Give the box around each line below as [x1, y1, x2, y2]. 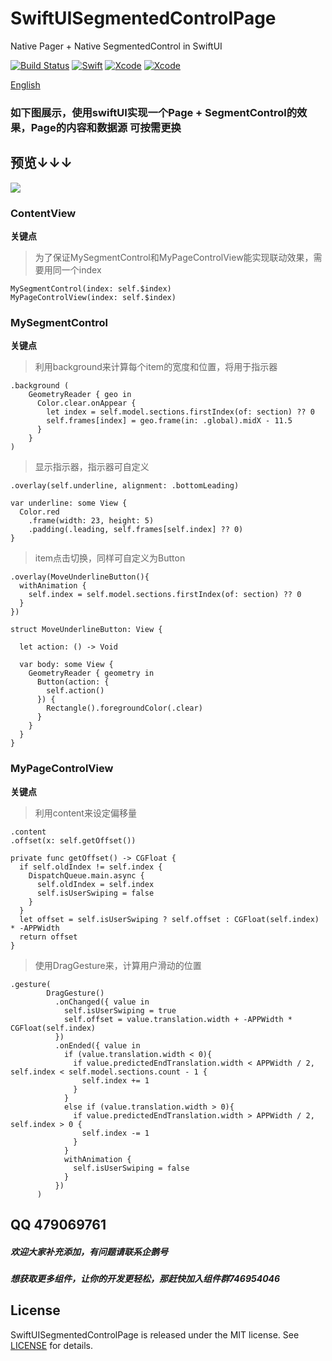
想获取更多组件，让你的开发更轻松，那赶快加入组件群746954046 [10, 1272, 281, 1284]
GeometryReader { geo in [28, 390, 132, 400]
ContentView [10, 206, 77, 220]
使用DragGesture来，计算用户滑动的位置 [34, 959, 202, 971]
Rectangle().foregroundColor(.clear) [46, 703, 203, 714]
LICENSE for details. [10, 1339, 94, 1351]
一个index [61, 263, 102, 276]
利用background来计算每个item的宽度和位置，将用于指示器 [34, 361, 278, 373]
